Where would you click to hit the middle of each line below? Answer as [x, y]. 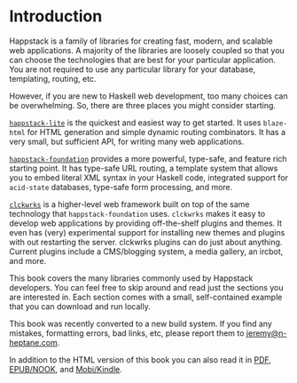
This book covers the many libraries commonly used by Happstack [131, 278]
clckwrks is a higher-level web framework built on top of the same [129, 204]
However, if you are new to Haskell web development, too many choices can [148, 96]
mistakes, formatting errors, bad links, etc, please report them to [127, 333]
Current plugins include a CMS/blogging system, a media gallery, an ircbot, [146, 251]
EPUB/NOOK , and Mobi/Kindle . [66, 369]
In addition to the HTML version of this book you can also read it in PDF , [141, 359]
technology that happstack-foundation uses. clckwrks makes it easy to [137, 213]
